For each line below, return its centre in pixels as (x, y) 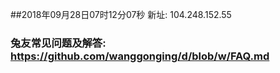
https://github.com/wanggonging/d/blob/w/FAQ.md (140, 56)
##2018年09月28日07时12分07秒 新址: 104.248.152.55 (121, 14)
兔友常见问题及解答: (58, 43)
